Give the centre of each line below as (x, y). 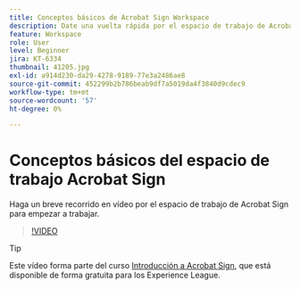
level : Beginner (39, 51)
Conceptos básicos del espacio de (140, 161)
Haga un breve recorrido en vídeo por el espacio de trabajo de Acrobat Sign (149, 204)
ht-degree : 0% (36, 109)
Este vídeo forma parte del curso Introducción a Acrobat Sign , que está (140, 266)
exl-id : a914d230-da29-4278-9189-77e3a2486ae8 (97, 76)
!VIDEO (44, 231)
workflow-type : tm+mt (50, 92)
